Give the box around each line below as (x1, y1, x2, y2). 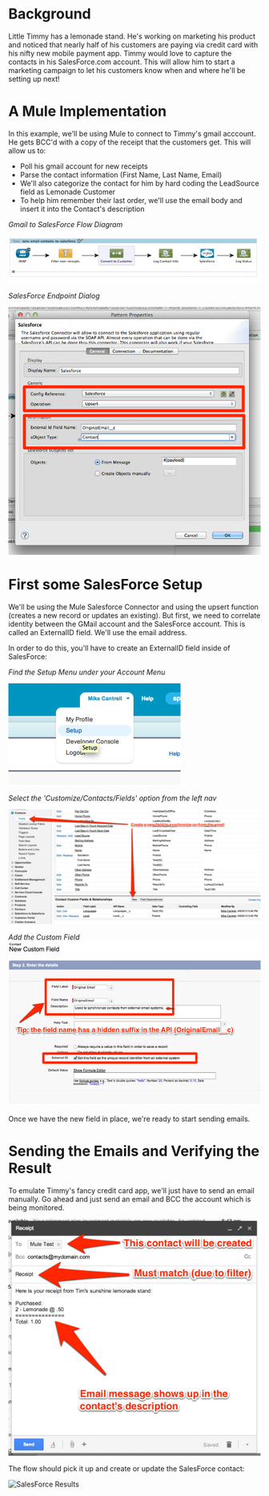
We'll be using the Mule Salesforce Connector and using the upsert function (8, 602, 259, 612)
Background (8, 5, 91, 23)
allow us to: (8, 145, 46, 155)
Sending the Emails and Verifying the (8, 1142, 260, 1160)
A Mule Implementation (8, 102, 167, 120)
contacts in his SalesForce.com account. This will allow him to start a (8, 57, 235, 67)
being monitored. (8, 1203, 65, 1213)
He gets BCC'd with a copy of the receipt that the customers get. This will (8, 137, 251, 147)
